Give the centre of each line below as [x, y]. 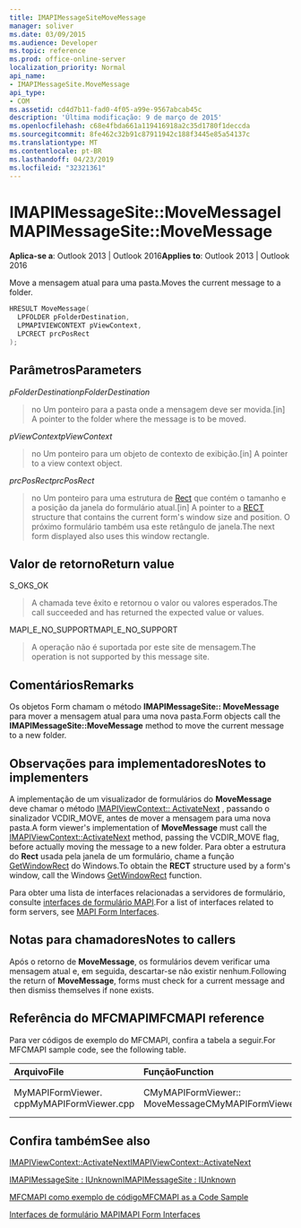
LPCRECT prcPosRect [54, 334]
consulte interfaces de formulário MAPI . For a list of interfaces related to [142, 901]
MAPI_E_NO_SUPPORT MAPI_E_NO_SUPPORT [94, 630]
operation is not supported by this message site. [120, 657]
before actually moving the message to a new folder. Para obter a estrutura [148, 846]
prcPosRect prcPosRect [52, 480]
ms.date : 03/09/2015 [48, 34]
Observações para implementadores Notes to [138, 763]
